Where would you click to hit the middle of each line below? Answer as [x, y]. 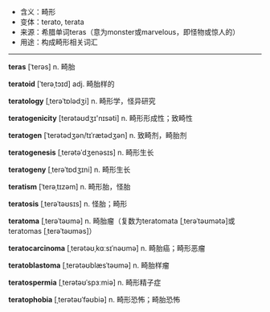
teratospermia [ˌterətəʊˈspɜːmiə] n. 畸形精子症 [85, 282]
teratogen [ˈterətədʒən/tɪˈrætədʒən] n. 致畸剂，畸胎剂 [98, 135]
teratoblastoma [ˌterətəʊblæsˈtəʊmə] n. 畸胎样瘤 [89, 265]
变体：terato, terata [52, 22]
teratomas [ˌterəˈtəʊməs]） [52, 231]
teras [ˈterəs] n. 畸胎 [42, 67]
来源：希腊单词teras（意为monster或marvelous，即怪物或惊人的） [129, 32]
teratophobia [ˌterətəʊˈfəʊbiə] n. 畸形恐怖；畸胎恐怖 [94, 300]
